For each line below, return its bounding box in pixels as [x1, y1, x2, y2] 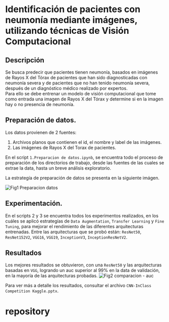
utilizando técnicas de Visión [5, 25, 130, 36]
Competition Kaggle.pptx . [5, 288, 59, 294]
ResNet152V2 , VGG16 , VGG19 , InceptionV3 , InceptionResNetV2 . [5, 234, 128, 240]
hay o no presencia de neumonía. [5, 101, 75, 107]
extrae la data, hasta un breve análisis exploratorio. [5, 165, 111, 171]
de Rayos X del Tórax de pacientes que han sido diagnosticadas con [5, 75, 148, 80]
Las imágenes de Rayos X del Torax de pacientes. [12, 144, 117, 150]
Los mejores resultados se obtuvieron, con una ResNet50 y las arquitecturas [5, 262, 162, 268]
